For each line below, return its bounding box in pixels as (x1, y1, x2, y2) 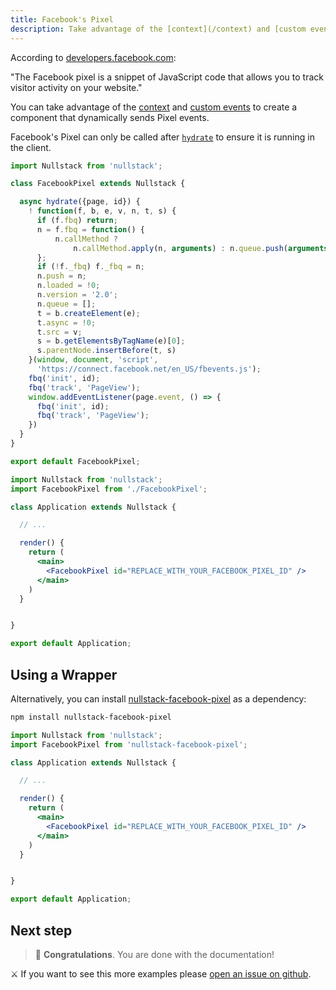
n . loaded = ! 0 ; (36, 281, 101, 291)
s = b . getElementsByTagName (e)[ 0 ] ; (36, 336, 186, 346)
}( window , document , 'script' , (28, 355, 159, 365)
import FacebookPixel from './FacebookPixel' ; (10, 484, 208, 494)
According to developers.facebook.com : (10, 51, 177, 63)
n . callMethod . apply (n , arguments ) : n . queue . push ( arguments (73, 243, 329, 253)
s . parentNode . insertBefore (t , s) (36, 346, 177, 356)
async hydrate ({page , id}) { (19, 197, 141, 207)
